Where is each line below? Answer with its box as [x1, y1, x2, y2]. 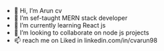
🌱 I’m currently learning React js [13, 21, 106, 29]
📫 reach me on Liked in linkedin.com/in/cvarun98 [13, 37, 158, 44]
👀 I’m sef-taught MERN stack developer [13, 14, 128, 22]
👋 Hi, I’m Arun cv [13, 7, 63, 14]
